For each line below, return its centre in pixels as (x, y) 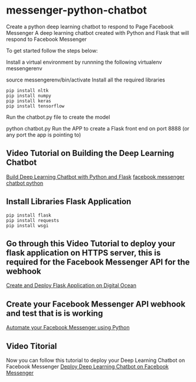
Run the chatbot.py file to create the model (58, 117)
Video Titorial (32, 346)
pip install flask (29, 215)
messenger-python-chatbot (77, 10)
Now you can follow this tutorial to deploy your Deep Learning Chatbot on (96, 360)
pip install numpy (29, 96)
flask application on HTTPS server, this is (84, 252)
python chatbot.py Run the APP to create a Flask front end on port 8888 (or (98, 128)
